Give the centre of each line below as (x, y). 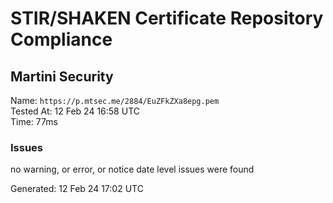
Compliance (61, 39)
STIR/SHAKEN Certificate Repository (167, 18)
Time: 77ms (34, 121)
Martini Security (62, 76)
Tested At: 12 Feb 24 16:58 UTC (75, 111)
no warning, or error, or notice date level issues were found (132, 169)
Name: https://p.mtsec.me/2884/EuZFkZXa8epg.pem (115, 100)
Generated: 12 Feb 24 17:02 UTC (77, 189)
